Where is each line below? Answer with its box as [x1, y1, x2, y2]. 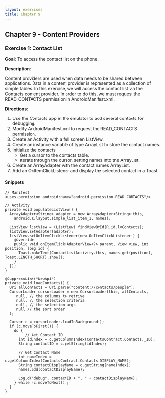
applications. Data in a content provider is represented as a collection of [5, 80, 151, 86]
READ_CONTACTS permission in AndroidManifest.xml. [5, 96, 115, 102]
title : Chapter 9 [5, 12, 41, 17]
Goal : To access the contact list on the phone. [5, 56, 99, 62]
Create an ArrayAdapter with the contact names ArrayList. [12, 162, 130, 168]
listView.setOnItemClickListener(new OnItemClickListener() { [9, 233, 140, 239]
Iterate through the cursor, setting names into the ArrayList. [19, 158, 140, 163]
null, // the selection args [16, 302, 76, 308]
